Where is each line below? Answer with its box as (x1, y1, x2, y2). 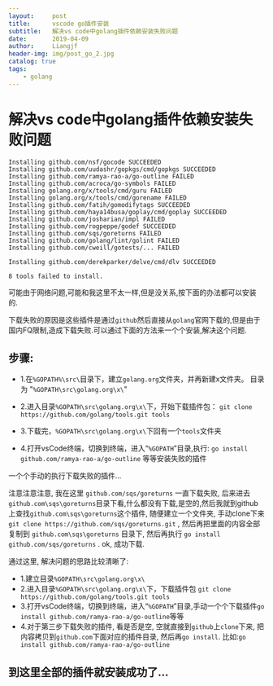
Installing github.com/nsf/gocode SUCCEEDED (8, 158, 162, 166)
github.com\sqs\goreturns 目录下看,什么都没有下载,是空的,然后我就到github (8, 499, 258, 508)
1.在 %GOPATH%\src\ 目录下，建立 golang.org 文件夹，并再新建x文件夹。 (19, 374, 249, 384)
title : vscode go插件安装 (8, 20, 110, 28)
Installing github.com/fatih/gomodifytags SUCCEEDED (8, 200, 191, 209)
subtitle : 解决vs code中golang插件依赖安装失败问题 (8, 27, 179, 35)
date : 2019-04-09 (8, 34, 89, 43)
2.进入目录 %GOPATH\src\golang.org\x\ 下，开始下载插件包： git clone (19, 402, 253, 411)
